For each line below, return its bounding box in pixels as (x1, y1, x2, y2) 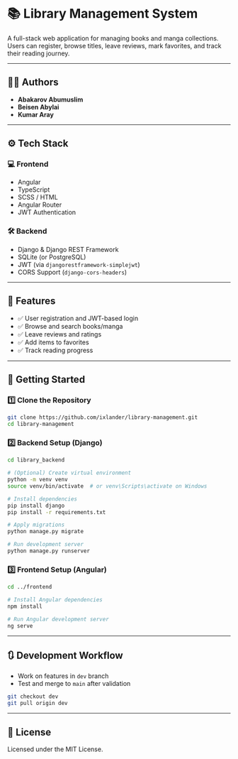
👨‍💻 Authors (7, 76, 59, 89)
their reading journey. (7, 49, 70, 58)
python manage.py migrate (7, 528, 84, 535)
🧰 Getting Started (7, 373, 86, 386)
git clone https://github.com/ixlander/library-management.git (7, 414, 198, 421)
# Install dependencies (7, 495, 78, 503)
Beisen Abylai (17, 102, 59, 111)
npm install (7, 603, 42, 610)
